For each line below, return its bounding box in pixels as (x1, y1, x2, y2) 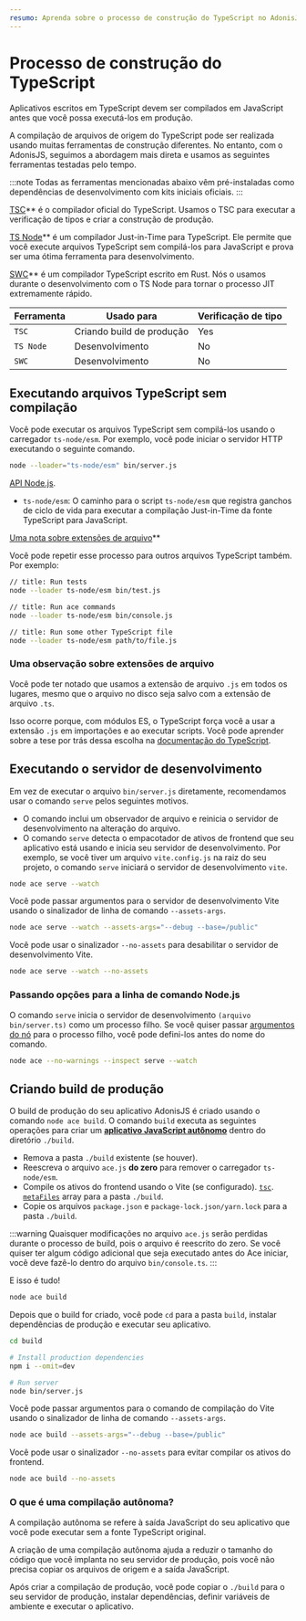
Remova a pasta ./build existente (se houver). (22, 1153, 199, 1163)
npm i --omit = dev (9, 1362, 76, 1371)
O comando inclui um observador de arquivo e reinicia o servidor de (22, 813, 279, 824)
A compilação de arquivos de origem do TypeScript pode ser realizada (9, 130, 275, 141)
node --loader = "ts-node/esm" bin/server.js (9, 461, 178, 470)
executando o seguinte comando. (9, 444, 136, 455)
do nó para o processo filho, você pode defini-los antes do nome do (9, 1028, 266, 1039)
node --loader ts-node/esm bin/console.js (9, 611, 173, 620)
